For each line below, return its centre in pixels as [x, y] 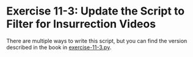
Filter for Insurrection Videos [81, 24]
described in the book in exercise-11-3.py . [59, 47]
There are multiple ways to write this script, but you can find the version [97, 41]
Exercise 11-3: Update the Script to [96, 11]
